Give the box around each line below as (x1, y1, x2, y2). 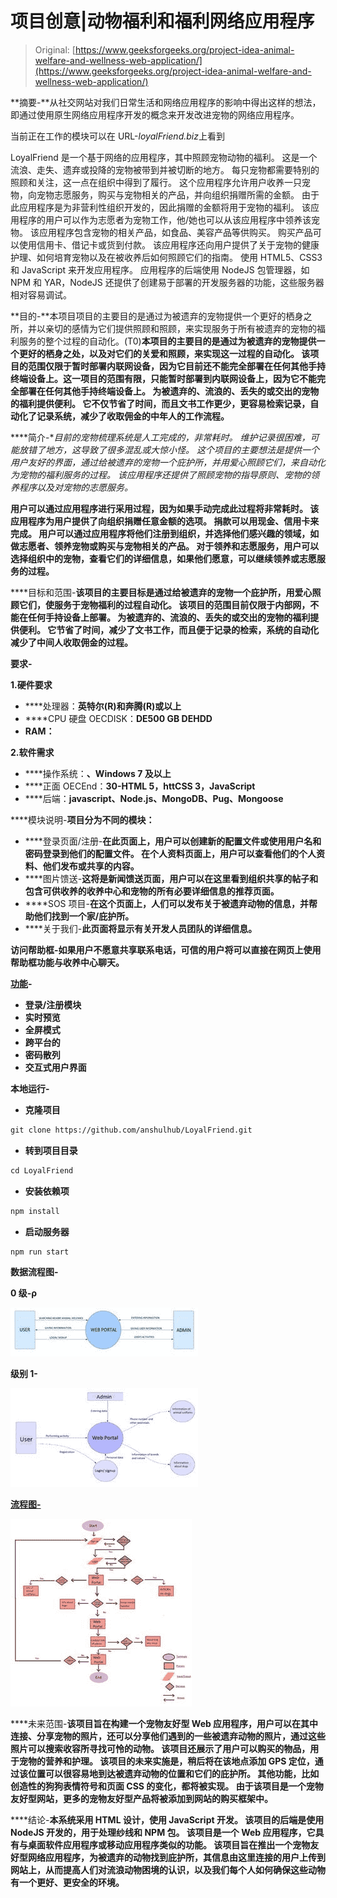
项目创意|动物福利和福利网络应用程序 (10, 10, 315, 33)
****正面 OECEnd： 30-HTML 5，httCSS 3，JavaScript (24, 780, 256, 792)
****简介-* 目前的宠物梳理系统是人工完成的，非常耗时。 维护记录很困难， (10, 431, 311, 443)
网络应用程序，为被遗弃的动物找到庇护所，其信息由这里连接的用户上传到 (27, 1852, 326, 1864)
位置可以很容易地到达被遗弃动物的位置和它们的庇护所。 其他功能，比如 (27, 1768, 320, 1780)
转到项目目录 (24, 1144, 78, 1156)
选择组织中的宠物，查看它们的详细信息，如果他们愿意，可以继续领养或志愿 (10, 552, 317, 564)
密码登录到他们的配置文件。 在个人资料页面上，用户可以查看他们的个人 (24, 847, 317, 859)
